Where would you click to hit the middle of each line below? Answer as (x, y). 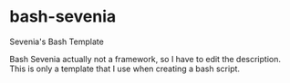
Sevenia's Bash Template (57, 41)
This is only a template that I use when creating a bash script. (124, 69)
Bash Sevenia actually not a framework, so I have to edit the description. (145, 59)
